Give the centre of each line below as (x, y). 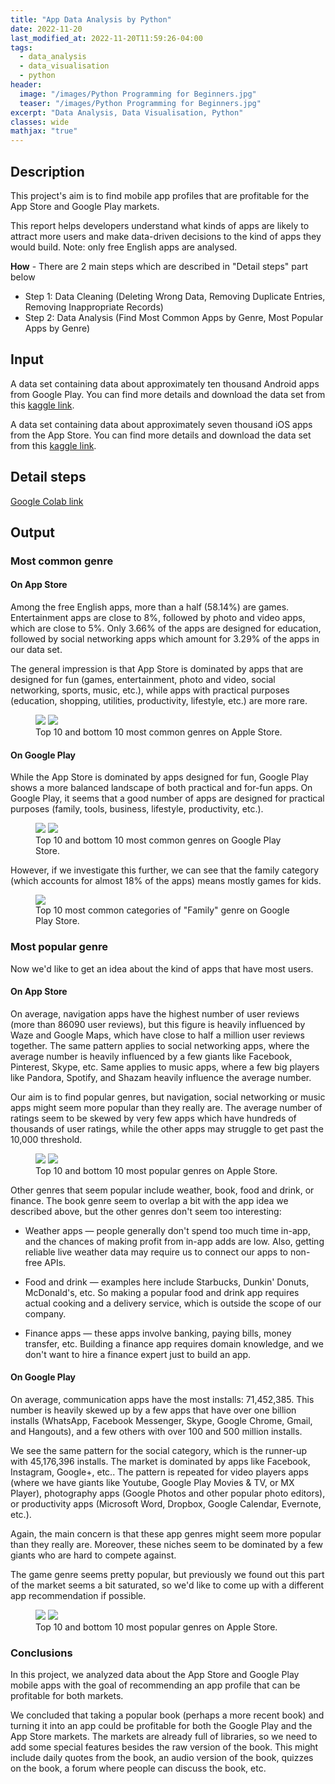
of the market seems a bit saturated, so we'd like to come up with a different (167, 1585)
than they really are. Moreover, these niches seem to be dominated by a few (167, 1544)
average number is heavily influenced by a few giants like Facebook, (151, 1056)
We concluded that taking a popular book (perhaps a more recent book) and (167, 1715)
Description (47, 171)
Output (32, 532)
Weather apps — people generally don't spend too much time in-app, (167, 1230)
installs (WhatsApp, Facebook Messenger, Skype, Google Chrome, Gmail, (161, 1420)
